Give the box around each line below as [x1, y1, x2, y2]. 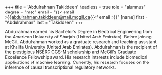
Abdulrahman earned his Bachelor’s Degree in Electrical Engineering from [5, 29, 152, 34]
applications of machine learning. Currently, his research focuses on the [5, 60, 149, 65]
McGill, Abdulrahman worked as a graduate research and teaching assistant [5, 39, 157, 45]
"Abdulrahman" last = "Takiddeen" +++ [5, 19, 83, 25]
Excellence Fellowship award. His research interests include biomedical [5, 54, 148, 60]
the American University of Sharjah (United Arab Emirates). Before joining [5, 34, 152, 39]
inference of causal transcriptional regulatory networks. [5, 64, 116, 70]
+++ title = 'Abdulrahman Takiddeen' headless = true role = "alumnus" [5, 4, 146, 10]
